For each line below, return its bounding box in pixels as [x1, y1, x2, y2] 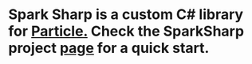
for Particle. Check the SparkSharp [8, 22, 245, 40]
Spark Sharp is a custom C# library [8, 6, 244, 24]
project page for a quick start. [8, 40, 210, 57]
